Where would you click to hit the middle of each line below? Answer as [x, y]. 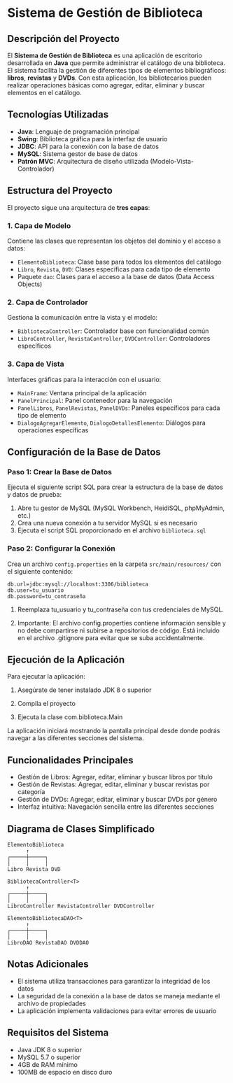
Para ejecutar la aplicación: [47, 677]
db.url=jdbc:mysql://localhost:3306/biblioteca [78, 584]
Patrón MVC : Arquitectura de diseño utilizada [83, 161]
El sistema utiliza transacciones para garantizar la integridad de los [114, 981]
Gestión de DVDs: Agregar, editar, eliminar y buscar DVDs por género [117, 800]
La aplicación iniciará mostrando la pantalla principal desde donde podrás [114, 731]
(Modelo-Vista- [172, 161]
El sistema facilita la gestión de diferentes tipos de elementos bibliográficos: [117, 70]
